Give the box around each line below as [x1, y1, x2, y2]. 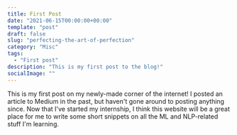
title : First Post [7, 10, 62, 18]
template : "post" [7, 23, 59, 31]
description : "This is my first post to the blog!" [7, 63, 163, 70]
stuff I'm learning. [7, 119, 59, 128]
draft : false [7, 30, 46, 38]
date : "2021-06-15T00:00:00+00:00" [7, 17, 113, 24]
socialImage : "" [7, 70, 55, 77]
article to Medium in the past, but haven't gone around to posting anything [7, 97, 225, 105]
